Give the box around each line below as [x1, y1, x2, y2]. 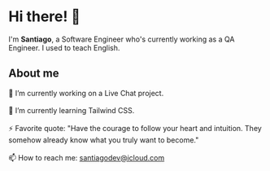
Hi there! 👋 [8, 7, 81, 26]
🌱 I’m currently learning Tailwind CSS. [8, 105, 135, 115]
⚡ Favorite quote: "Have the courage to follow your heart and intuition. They [8, 123, 262, 133]
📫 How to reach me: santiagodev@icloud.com [8, 152, 165, 162]
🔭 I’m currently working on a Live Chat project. [8, 88, 164, 98]
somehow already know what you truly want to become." [8, 134, 199, 145]
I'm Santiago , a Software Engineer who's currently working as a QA [8, 34, 235, 44]
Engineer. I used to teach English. [8, 42, 120, 52]
